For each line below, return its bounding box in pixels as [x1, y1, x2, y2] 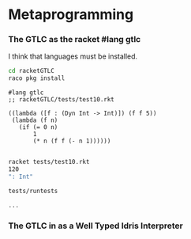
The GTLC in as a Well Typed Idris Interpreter [8, 220, 184, 231]
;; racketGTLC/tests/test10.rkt [8, 96, 114, 104]
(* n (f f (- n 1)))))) [32, 137, 111, 146]
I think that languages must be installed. [8, 51, 138, 61]
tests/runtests [8, 187, 58, 195]
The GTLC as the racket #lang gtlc [8, 34, 141, 45]
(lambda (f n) [11, 116, 58, 124]
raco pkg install [8, 74, 66, 82]
